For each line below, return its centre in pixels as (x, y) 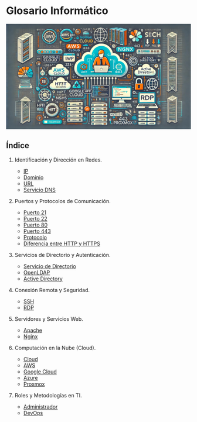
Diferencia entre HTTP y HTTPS (62, 243)
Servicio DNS (39, 190)
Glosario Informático (57, 11)
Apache (33, 330)
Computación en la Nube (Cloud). (55, 348)
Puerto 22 (35, 218)
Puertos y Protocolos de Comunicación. (62, 201)
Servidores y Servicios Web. (49, 319)
